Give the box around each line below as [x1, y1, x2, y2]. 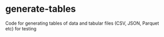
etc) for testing [5, 25, 37, 31]
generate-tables [5, 3, 76, 15]
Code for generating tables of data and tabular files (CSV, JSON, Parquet [5, 20, 159, 26]
